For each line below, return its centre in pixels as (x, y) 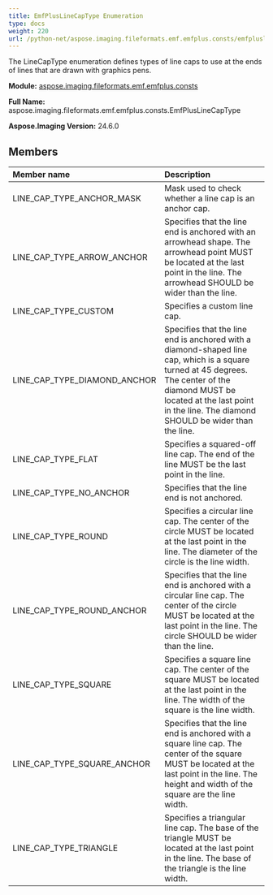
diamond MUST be (200, 391)
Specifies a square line (208, 659)
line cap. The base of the (211, 828)
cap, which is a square (207, 360)
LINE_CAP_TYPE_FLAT (56, 460)
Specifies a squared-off (210, 444)
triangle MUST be (197, 838)
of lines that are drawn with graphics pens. (80, 71)
